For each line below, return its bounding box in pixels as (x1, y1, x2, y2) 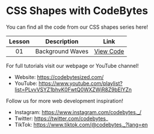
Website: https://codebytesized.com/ (14, 73, 104, 80)
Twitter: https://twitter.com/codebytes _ (14, 115, 108, 122)
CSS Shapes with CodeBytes (6, 4, 148, 18)
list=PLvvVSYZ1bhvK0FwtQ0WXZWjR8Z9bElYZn (14, 86, 132, 93)
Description (45, 37, 79, 45)
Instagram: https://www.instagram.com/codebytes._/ (14, 108, 142, 115)
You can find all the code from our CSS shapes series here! (6, 23, 149, 30)
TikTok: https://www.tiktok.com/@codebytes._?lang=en (14, 121, 148, 128)
